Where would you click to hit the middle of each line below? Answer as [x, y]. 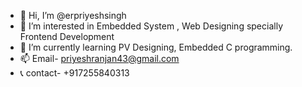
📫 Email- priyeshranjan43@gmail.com [99, 58]
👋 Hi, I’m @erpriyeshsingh [73, 15]
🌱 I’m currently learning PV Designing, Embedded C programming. [156, 47]
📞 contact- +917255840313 [74, 73]
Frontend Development [67, 36]
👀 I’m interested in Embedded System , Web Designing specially [151, 26]
